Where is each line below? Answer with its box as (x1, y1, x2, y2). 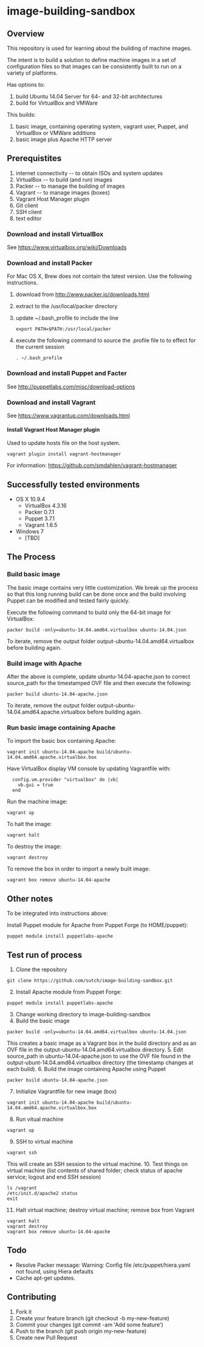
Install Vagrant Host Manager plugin (7, 425, 100, 433)
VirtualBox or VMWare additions (15, 129, 96, 136)
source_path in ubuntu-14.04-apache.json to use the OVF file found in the (7, 1052, 191, 1059)
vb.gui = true (18, 782, 53, 788)
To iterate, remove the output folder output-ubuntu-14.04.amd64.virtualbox (7, 637, 194, 645)
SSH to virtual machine (15, 1138, 73, 1145)
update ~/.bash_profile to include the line (15, 314, 119, 322)
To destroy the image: (7, 843, 62, 850)
